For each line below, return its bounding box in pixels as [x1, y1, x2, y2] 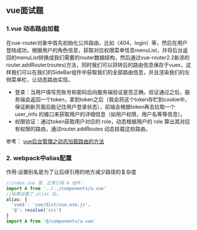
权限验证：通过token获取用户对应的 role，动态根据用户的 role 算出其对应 [14, 118, 191, 125]
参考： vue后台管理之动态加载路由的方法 [6, 138, 105, 145]
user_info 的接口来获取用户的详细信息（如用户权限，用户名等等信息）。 [14, 111, 186, 118]
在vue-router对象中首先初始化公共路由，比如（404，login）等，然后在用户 [6, 39, 188, 46]
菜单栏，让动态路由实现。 [11, 76, 74, 83]
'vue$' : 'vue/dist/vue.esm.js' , [11, 202, 91, 208]
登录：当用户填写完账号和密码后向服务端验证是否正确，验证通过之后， [14, 88, 185, 95]
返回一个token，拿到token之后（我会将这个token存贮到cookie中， [30, 96, 190, 103]
